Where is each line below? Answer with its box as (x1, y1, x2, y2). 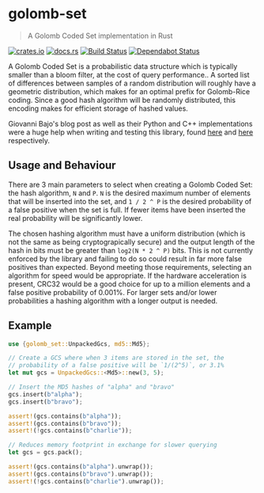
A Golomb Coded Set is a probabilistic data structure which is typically (8, 61, 238, 71)
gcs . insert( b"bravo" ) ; (8, 397, 83, 406)
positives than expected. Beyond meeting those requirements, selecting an (8, 262, 252, 271)
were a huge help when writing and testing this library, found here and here (8, 127, 254, 137)
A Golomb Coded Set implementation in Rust (27, 31, 173, 40)
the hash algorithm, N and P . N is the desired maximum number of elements (8, 188, 251, 198)
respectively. (8, 135, 50, 145)
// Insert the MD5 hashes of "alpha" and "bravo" (8, 383, 175, 392)
